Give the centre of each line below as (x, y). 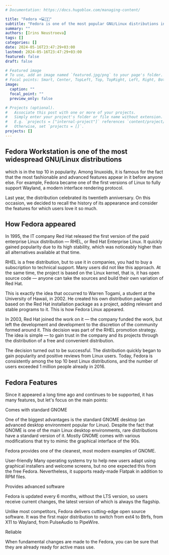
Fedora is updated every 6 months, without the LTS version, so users (76, 496)
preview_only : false (31, 98)
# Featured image (23, 70)
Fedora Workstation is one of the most (66, 152)
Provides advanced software (35, 487)
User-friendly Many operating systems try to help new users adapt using (80, 461)
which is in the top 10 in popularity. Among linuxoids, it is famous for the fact (84, 172)
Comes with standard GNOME (36, 410)
